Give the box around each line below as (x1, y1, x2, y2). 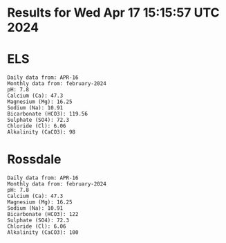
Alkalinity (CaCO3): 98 (7, 129, 76, 136)
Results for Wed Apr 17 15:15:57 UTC (7, 5, 220, 21)
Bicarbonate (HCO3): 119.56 (7, 111, 88, 118)
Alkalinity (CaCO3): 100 (7, 229, 79, 236)
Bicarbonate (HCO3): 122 (7, 211, 79, 218)
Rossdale (7, 152, 62, 168)
